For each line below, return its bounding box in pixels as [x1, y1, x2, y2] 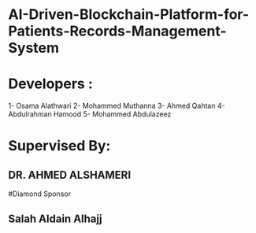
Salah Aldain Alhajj [8, 212, 102, 225]
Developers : [8, 75, 93, 93]
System [8, 39, 60, 57]
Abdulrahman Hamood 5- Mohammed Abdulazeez [8, 109, 172, 119]
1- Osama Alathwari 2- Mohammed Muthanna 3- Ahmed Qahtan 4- [8, 101, 226, 111]
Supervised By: [8, 137, 111, 155]
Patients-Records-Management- [8, 22, 227, 40]
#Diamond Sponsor [8, 189, 71, 198]
